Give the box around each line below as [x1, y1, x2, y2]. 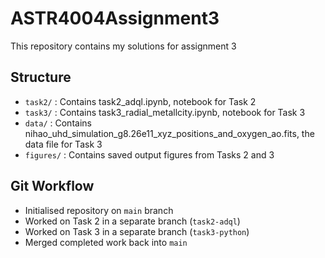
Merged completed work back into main [24, 236, 188, 248]
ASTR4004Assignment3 [10, 7, 220, 30]
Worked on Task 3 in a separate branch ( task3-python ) [24, 225, 250, 237]
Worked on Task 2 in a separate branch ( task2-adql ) [24, 215, 241, 227]
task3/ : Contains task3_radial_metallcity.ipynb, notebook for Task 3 [24, 106, 306, 118]
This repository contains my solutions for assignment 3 [10, 40, 237, 52]
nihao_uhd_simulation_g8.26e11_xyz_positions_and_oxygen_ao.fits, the [24, 127, 315, 139]
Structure [10, 69, 72, 86]
